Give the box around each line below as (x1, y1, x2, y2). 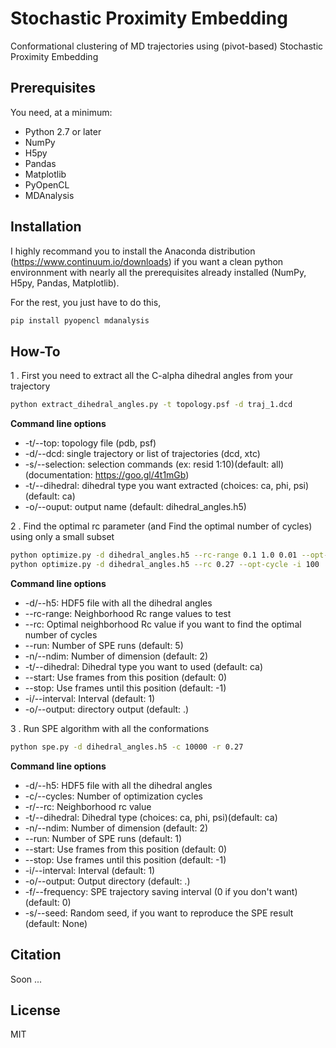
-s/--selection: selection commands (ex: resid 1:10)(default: (24, 458, 270, 471)
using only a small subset (10, 531, 115, 543)
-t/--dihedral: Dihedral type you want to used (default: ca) (24, 660, 264, 672)
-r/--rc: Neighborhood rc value (24, 800, 152, 812)
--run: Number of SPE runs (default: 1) (24, 832, 183, 844)
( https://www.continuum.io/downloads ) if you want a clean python (10, 255, 284, 267)
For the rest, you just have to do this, (10, 296, 162, 308)
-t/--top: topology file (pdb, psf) (24, 437, 157, 449)
